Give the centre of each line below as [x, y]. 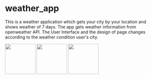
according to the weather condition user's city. [52, 37]
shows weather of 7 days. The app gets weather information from [71, 26]
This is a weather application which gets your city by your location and [76, 22]
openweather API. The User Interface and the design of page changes [75, 32]
